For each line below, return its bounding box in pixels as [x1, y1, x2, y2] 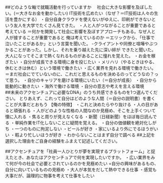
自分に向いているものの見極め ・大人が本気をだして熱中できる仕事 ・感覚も [5, 167, 157, 172]
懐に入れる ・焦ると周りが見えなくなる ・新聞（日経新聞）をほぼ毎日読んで [5, 114, 157, 119]
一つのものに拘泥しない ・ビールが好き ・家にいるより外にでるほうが [14, 126, 154, 131]
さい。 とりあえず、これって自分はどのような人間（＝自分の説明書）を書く [5, 95, 156, 101]
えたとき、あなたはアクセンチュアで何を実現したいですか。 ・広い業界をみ [5, 155, 155, 160]
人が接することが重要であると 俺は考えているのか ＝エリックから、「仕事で [5, 35, 155, 40]
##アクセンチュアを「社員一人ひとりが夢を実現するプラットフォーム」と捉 [5, 148, 155, 154]
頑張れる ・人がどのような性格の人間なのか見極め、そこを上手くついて [13, 108, 156, 113]
